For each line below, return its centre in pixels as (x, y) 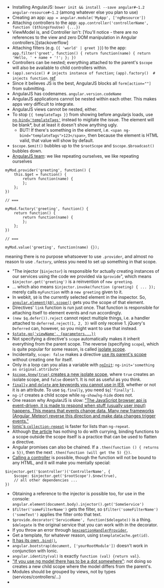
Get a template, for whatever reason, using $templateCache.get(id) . (81, 535)
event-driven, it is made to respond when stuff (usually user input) (79, 405)
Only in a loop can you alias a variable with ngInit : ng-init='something (83, 365)
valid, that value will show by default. (57, 141)
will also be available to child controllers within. (59, 68)
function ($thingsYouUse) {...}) (46, 27)
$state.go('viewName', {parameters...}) (54, 334)
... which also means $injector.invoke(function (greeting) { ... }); (84, 287)
